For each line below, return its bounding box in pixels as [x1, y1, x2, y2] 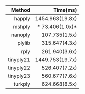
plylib [17, 40, 30, 46]
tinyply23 [8, 73, 30, 79]
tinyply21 [8, 56, 30, 63]
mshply [13, 23, 30, 30]
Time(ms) [53, 7, 77, 13]
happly [14, 15, 30, 22]
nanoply [11, 31, 30, 38]
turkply [13, 81, 30, 87]
